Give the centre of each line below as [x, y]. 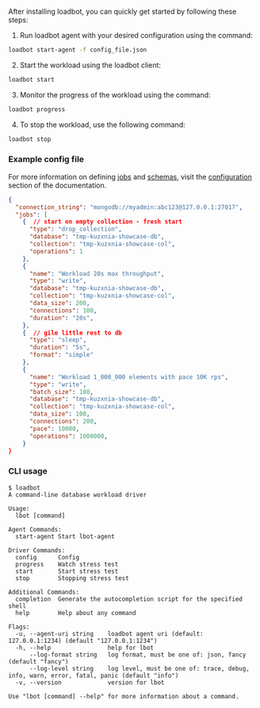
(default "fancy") [38, 662]
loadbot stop [30, 139]
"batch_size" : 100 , [61, 392]
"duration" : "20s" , [61, 318]
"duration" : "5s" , [59, 348]
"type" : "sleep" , [58, 340]
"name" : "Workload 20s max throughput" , [97, 273]
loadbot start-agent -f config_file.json [78, 50]
